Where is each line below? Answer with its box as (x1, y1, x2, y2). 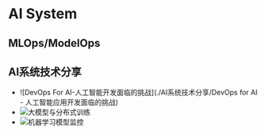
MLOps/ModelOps (8, 36, 101, 50)
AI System (8, 5, 78, 23)
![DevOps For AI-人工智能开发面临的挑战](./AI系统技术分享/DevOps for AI (19, 88, 258, 98)
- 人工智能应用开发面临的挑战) (19, 98, 119, 107)
